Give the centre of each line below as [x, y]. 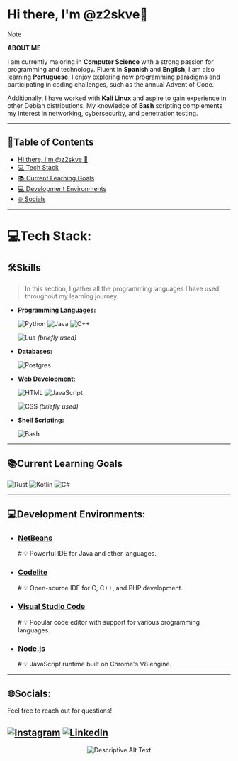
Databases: [35, 351]
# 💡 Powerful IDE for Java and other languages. [87, 554]
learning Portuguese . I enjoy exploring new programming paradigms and [114, 77]
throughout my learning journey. [72, 296]
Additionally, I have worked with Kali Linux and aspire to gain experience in [117, 98]
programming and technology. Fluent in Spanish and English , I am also [111, 69]
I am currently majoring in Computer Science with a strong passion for [110, 61]
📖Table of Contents [51, 142]
